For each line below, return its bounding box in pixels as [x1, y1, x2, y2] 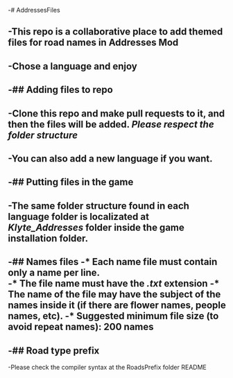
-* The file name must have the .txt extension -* [8, 277, 220, 290]
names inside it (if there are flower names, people [8, 300, 226, 311]
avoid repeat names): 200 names [8, 321, 155, 333]
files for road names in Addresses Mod [8, 37, 179, 49]
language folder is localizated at [8, 211, 150, 223]
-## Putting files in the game [8, 176, 134, 188]
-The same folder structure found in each [8, 200, 190, 212]
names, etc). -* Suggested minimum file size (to [8, 310, 219, 322]
